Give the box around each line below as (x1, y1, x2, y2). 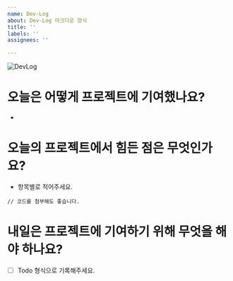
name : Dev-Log (7, 10, 49, 18)
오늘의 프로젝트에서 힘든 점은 (7, 140, 165, 156)
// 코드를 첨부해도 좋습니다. (7, 198, 80, 205)
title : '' (7, 23, 37, 30)
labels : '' (7, 30, 40, 38)
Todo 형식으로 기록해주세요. (17, 266, 95, 275)
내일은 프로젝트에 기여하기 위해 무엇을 (7, 224, 213, 240)
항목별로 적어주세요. (17, 183, 73, 191)
